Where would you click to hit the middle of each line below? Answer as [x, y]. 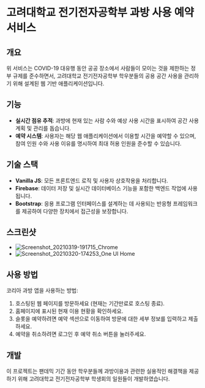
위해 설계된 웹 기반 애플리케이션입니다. [58, 84]
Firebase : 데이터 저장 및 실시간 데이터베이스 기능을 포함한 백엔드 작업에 [101, 188]
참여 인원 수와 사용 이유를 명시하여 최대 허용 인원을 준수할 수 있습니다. [98, 143]
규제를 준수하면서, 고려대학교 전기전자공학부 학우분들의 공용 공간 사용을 [98, 76]
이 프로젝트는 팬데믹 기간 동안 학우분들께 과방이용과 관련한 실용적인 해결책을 [97, 371]
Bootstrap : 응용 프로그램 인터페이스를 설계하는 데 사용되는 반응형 [93, 203]
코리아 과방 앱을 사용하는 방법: [42, 291]
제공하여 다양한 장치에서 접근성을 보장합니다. [75, 211]
